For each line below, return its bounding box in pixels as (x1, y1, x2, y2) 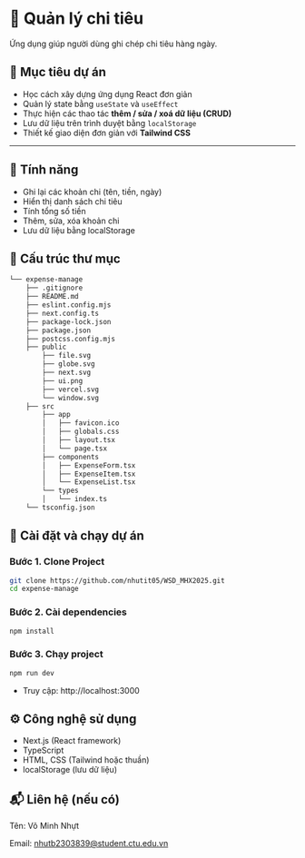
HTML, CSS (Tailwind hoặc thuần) (22, 754, 150, 765)
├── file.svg (42, 351, 92, 360)
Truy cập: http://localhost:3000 (22, 685, 141, 695)
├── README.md (25, 292, 79, 301)
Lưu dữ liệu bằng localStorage (22, 224, 136, 235)
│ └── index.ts (42, 495, 107, 504)
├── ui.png (42, 376, 84, 385)
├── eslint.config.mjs (25, 301, 112, 310)
